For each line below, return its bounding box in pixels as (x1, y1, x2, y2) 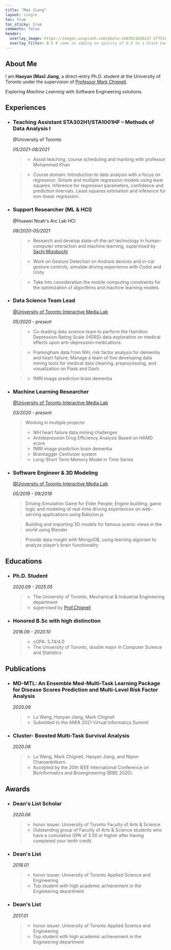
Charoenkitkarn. (33, 759, 67, 765)
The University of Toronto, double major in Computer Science (33, 644, 162, 650)
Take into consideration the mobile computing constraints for (33, 279, 161, 285)
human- (145, 237, 162, 243)
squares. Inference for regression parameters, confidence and (33, 182, 164, 189)
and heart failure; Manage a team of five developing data (33, 354, 153, 360)
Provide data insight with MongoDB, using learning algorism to (25, 537, 157, 543)
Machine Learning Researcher (12, 388, 89, 395)
